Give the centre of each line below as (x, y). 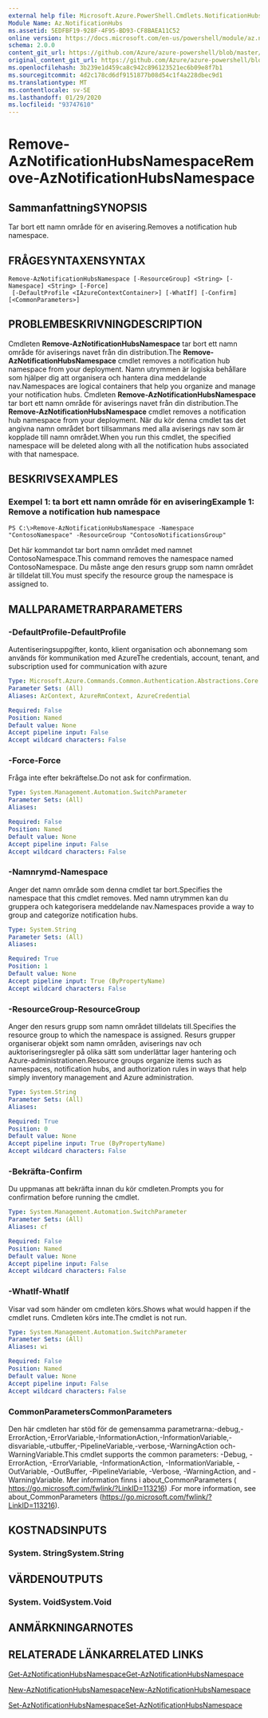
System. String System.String (66, 1553)
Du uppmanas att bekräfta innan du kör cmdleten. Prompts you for (116, 1189)
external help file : (43, 16)
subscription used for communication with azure (88, 666)
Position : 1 (28, 966)
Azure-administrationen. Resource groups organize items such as (115, 1060)
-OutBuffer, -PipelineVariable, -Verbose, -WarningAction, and (151, 1471)
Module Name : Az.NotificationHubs (66, 23)
